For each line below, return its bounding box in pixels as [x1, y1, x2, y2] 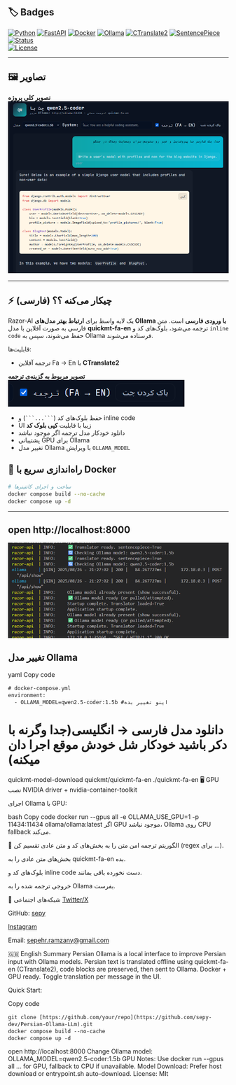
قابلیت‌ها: [8, 345, 32, 353]
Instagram [8, 922, 37, 930]
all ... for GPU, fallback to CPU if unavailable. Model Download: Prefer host [8, 1062, 222, 1070]
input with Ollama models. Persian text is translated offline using [8, 957, 193, 965]
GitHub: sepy [8, 909, 46, 917]
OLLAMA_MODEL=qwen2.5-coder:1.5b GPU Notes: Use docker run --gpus [8, 1054, 224, 1063]
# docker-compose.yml [8, 685, 71, 692]
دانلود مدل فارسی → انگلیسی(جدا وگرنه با [8, 722, 223, 738]
